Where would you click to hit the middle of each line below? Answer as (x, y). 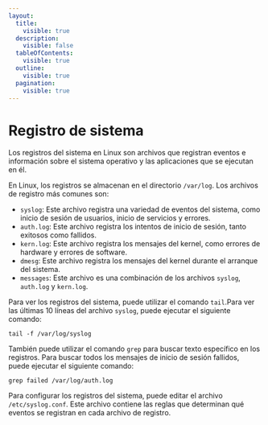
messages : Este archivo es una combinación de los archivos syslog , (130, 278)
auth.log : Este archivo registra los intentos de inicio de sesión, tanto (133, 227)
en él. (17, 170)
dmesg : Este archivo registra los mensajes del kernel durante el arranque (139, 261)
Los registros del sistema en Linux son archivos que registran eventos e (127, 153)
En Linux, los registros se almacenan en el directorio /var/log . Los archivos (134, 185)
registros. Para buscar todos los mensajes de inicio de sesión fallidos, (124, 357)
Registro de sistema (76, 130)
